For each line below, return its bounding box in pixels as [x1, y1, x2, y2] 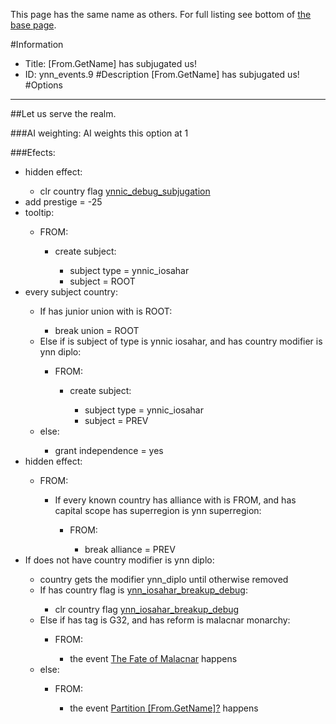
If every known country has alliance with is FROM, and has [54, 494, 297, 506]
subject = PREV [84, 415, 149, 426]
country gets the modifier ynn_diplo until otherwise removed [39, 574, 289, 585]
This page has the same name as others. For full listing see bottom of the [10, 9, 312, 20]
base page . [10, 19, 57, 31]
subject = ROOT [69, 275, 136, 287]
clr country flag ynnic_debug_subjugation [39, 185, 211, 197]
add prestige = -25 [24, 196, 103, 208]
